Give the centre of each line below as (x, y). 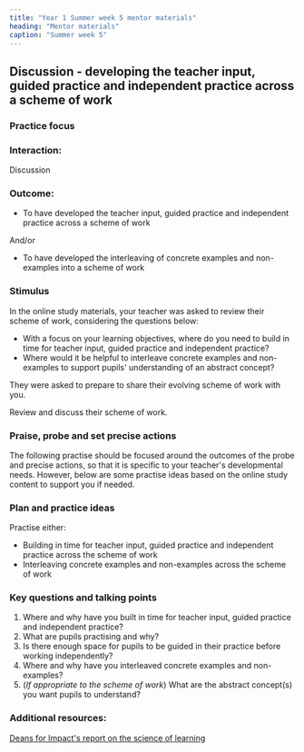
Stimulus (29, 292)
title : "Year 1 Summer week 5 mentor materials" (103, 18)
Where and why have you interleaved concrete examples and (137, 666)
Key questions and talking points (83, 598)
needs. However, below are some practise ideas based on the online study (149, 474)
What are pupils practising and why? (91, 637)
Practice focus (42, 125)
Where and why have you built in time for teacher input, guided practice (157, 618)
